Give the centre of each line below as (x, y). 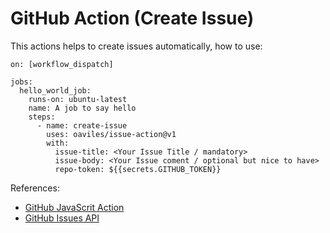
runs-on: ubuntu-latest (78, 99)
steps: (42, 117)
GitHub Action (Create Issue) (132, 18)
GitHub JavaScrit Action (74, 207)
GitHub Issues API (62, 218)
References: (35, 188)
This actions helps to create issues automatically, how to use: (136, 46)
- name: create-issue (82, 125)
